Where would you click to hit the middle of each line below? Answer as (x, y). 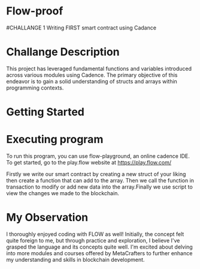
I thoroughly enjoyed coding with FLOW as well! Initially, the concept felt (95, 234)
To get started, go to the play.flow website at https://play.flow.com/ (89, 162)
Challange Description (63, 52)
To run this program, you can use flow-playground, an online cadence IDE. (98, 156)
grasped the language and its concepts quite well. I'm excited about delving (99, 247)
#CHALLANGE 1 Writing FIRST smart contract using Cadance (81, 28)
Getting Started (46, 112)
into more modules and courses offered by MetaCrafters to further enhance (99, 253)
